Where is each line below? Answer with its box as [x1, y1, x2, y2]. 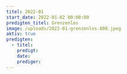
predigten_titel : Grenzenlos [6, 20, 79, 26]
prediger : [17, 58, 42, 64]
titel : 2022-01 [6, 8, 44, 15]
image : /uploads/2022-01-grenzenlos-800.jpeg [6, 25, 121, 32]
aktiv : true [6, 31, 36, 37]
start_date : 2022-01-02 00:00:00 [6, 14, 89, 20]
